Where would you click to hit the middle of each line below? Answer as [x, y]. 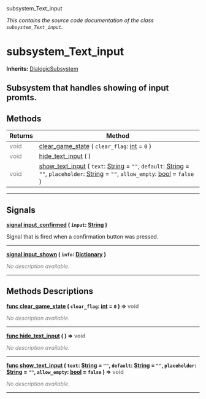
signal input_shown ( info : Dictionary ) [56, 254]
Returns [21, 136]
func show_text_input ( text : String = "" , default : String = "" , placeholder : [101, 365]
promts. [22, 97]
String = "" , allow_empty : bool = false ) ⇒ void [65, 372]
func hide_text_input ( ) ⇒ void [46, 336]
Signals [21, 210]
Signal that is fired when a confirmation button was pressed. [82, 236]
